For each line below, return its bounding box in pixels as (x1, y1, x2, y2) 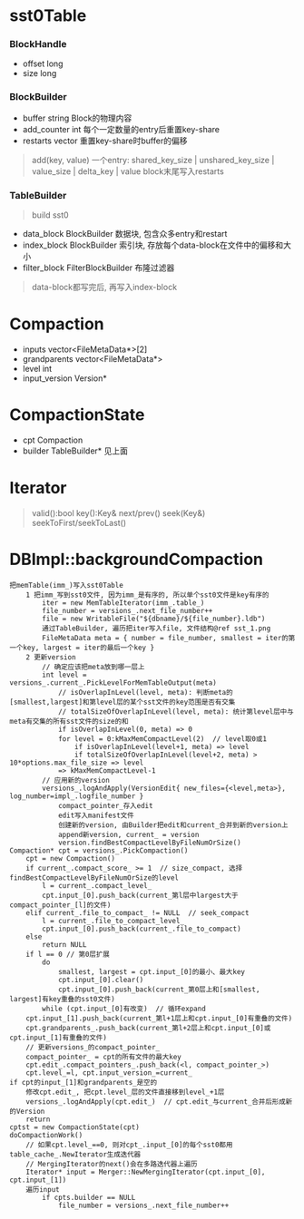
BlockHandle (9, 38, 67, 51)
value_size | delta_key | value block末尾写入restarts (31, 165, 224, 177)
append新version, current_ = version (57, 830, 200, 839)
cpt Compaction (22, 434, 83, 445)
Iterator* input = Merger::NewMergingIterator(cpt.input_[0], (25, 1167, 266, 1176)
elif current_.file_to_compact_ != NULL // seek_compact (25, 908, 250, 917)
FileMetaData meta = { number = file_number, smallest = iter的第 (42, 633, 296, 642)
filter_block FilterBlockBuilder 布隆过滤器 (22, 262, 175, 273)
